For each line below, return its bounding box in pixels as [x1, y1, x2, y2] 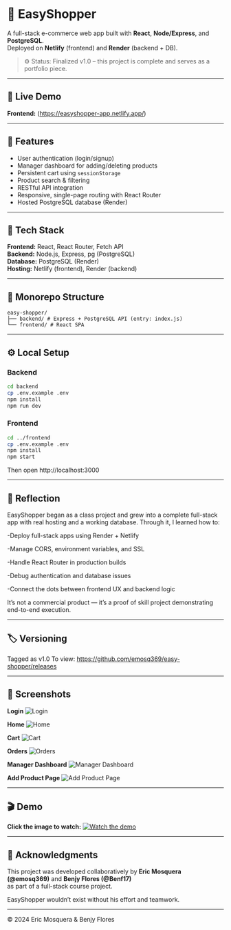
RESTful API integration [16, 183, 84, 192]
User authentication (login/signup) [16, 154, 115, 162]
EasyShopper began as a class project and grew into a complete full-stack [7, 511, 218, 519]
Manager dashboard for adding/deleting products [16, 161, 158, 170]
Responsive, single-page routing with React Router [16, 190, 162, 199]
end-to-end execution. [7, 605, 71, 613]
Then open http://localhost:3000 [7, 466, 100, 475]
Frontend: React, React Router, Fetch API [7, 243, 124, 251]
